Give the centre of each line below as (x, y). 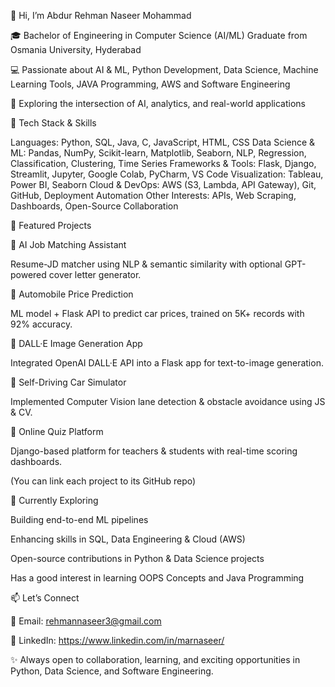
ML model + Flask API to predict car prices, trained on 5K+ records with (157, 313)
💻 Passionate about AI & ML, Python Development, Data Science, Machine (164, 69)
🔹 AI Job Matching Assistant (68, 244)
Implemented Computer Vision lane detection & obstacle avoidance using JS (168, 401)
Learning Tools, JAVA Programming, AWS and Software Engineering (150, 84)
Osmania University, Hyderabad (76, 49)
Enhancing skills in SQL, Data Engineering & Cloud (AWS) (128, 539)
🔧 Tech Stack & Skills (53, 123)
